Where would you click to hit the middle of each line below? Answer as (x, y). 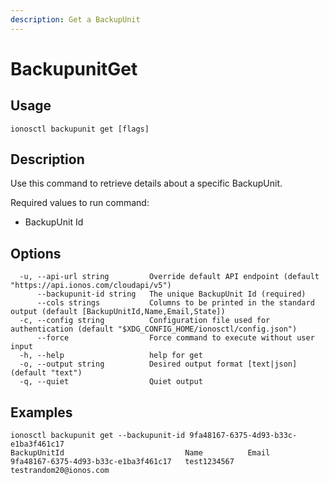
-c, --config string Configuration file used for (145, 321)
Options (36, 253)
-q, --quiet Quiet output (111, 382)
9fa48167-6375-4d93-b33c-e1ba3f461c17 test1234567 (122, 462)
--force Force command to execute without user (175, 338)
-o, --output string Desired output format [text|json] (158, 364)
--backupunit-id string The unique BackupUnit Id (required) (171, 294)
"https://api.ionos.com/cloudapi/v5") (91, 286)
